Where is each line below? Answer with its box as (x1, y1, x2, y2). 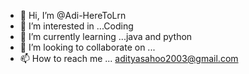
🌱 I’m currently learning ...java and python (19, 31, 193, 42)
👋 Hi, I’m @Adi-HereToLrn (19, 10, 127, 21)
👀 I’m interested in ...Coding (19, 20, 134, 32)
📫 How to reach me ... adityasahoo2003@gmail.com (19, 53, 239, 64)
